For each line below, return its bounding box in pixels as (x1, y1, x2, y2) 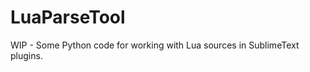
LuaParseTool (10, 6, 126, 29)
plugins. (10, 49, 43, 61)
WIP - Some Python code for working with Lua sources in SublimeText (10, 39, 300, 51)
